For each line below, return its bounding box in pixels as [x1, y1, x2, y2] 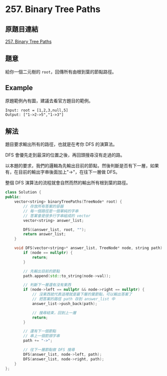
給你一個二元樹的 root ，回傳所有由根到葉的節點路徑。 [5, 69, 117, 75]
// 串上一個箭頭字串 [23, 334, 60, 339]
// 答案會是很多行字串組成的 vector [23, 213, 91, 218]
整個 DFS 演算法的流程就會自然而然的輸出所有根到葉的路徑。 [5, 180, 131, 186]
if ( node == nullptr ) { [23, 250, 73, 256]
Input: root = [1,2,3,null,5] [5, 107, 69, 113]
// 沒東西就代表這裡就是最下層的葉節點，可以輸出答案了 [32, 292, 132, 297]
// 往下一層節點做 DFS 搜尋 [23, 347, 75, 352]
